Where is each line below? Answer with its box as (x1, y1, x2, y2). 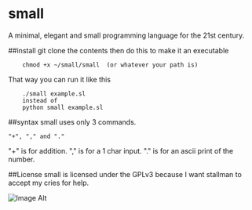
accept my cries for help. (8, 178, 89, 187)
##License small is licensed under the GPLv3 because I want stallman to (8, 169, 242, 179)
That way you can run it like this (8, 74, 111, 84)
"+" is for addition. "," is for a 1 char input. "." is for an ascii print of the (8, 146, 234, 155)
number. (8, 154, 35, 164)
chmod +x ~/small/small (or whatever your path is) (22, 60, 199, 69)
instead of (22, 96, 58, 104)
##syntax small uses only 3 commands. (8, 117, 137, 126)
